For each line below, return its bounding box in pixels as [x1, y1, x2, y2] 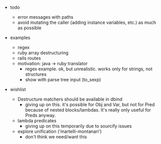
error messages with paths [17, 14, 74, 20]
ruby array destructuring [17, 50, 69, 56]
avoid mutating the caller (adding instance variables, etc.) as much [17, 20, 156, 25]
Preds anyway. [25, 112, 56, 118]
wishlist [10, 86, 26, 92]
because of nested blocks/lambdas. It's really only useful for [25, 107, 151, 113]
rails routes [17, 55, 41, 61]
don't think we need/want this [25, 134, 87, 139]
